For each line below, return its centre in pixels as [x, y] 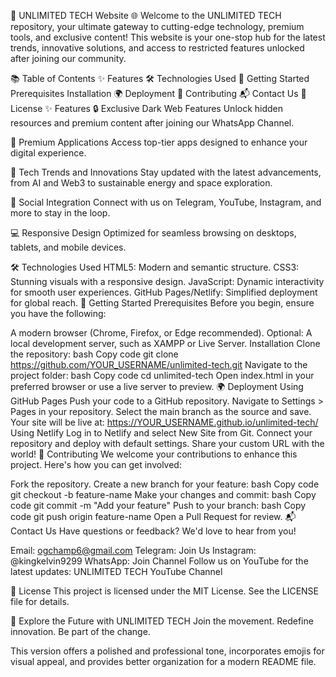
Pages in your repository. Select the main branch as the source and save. [161, 411]
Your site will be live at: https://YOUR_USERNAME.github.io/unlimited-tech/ [164, 422]
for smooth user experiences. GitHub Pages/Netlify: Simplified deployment [164, 292]
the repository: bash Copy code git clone [94, 354]
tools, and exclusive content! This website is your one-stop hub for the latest [168, 37]
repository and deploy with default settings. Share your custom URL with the [167, 443]
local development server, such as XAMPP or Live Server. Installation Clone [165, 343]
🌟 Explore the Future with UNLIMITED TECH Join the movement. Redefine [162, 621]
